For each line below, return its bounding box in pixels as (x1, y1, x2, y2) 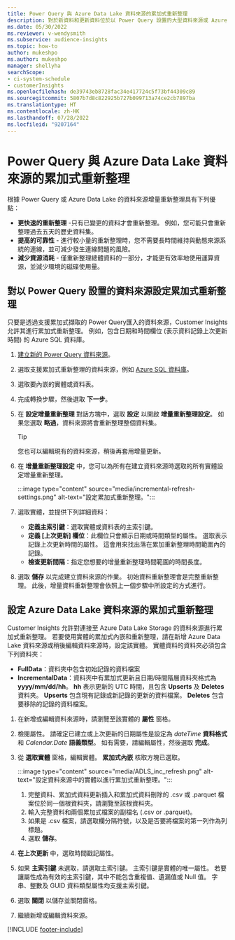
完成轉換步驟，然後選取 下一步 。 (17, 395, 112, 403)
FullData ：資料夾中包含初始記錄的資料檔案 (17, 665, 141, 673)
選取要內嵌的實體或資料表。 (17, 380, 98, 388)
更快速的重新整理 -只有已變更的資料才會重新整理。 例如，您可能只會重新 (17, 218, 227, 227)
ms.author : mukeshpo (7, 56, 68, 63)
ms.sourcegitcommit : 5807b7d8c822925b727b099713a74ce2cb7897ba (7, 95, 196, 102)
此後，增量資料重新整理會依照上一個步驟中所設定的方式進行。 (31, 582, 210, 590)
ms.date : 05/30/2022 (7, 23, 68, 30)
